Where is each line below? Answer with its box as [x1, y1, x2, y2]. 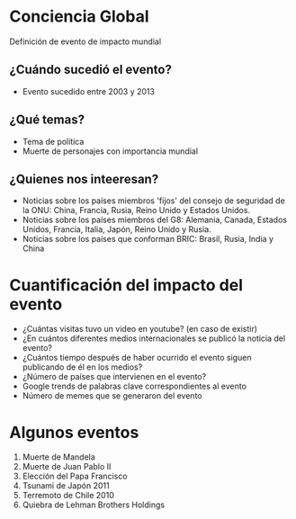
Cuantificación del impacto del [9, 274, 243, 295]
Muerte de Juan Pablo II [22, 461, 112, 472]
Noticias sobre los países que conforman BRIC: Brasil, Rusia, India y [22, 234, 274, 245]
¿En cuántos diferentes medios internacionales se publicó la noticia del [22, 333, 286, 344]
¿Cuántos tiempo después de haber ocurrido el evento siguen [22, 353, 252, 363]
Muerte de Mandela [22, 452, 96, 462]
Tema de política [22, 136, 85, 147]
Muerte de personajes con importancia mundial [22, 146, 199, 157]
